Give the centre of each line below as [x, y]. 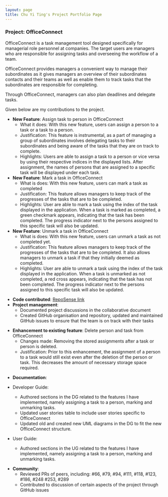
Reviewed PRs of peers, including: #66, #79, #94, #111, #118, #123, [88, 474]
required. [29, 368]
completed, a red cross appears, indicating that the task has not [86, 279]
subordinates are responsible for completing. [52, 85]
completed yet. [35, 242]
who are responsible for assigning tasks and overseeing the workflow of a [81, 54]
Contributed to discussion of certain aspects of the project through [89, 484]
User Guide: [25, 438]
